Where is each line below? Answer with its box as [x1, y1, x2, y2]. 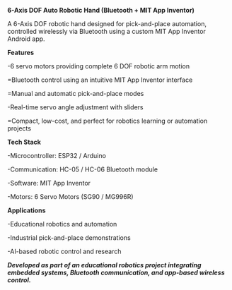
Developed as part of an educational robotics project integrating [7, 261, 202, 269]
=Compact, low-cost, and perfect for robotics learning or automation [7, 116, 208, 125]
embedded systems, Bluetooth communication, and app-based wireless [7, 268, 225, 277]
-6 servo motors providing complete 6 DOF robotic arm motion [7, 62, 190, 70]
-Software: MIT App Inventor [7, 179, 91, 187]
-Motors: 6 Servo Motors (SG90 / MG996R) [7, 193, 134, 200]
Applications [7, 206, 46, 215]
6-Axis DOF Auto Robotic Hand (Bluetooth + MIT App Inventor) [7, 6, 195, 14]
